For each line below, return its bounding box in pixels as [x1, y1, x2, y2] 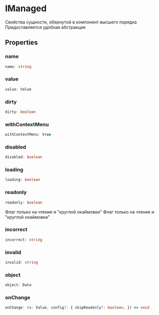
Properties [5, 39, 38, 47]
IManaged [5, 3, 47, 14]
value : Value [5, 86, 32, 92]
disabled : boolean [5, 155, 42, 160]
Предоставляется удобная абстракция [5, 24, 86, 30]
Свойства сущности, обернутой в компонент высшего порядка [5, 19, 137, 25]
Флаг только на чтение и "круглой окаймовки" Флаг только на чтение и [5, 209, 155, 215]
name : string [5, 64, 32, 69]
